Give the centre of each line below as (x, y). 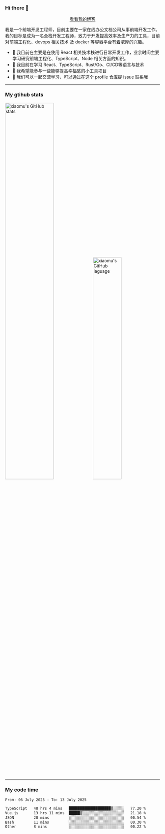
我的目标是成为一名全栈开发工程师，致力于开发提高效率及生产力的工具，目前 (82, 36)
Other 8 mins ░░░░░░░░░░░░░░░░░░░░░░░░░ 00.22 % (76, 827)
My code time (22, 790)
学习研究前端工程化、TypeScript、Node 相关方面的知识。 (70, 59)
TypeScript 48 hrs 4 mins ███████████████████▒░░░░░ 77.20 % (76, 808)
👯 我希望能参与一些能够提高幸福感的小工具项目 (59, 71)
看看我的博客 (82, 19)
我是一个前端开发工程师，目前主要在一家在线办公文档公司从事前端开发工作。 (82, 30)
